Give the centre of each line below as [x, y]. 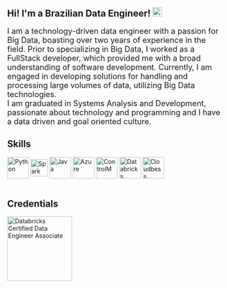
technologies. [32, 94]
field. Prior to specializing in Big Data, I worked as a [101, 49]
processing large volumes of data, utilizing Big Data [101, 85]
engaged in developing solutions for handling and [98, 76]
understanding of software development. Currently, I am [110, 67]
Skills [19, 144]
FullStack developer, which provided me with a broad [104, 58]
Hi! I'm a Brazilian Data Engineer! [79, 13]
